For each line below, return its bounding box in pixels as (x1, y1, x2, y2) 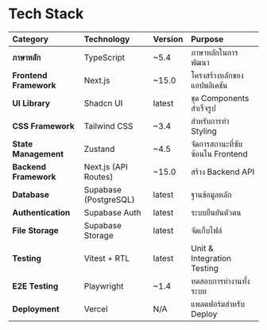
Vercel (83, 303, 109, 314)
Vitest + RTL (83, 252, 130, 263)
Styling (190, 125, 217, 136)
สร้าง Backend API (190, 166, 255, 177)
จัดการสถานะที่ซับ (190, 138, 243, 149)
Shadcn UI (83, 97, 123, 108)
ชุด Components (190, 92, 250, 103)
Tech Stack (8, 5, 84, 23)
